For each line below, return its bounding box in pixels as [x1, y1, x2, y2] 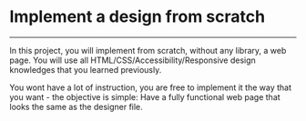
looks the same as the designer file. [9, 101, 143, 112]
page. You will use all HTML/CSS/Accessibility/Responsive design [9, 55, 257, 66]
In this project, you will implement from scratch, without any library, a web [9, 45, 287, 55]
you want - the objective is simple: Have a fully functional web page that [9, 91, 280, 102]
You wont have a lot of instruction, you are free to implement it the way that [9, 82, 291, 93]
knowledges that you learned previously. [9, 64, 162, 75]
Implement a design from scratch [9, 6, 266, 27]
